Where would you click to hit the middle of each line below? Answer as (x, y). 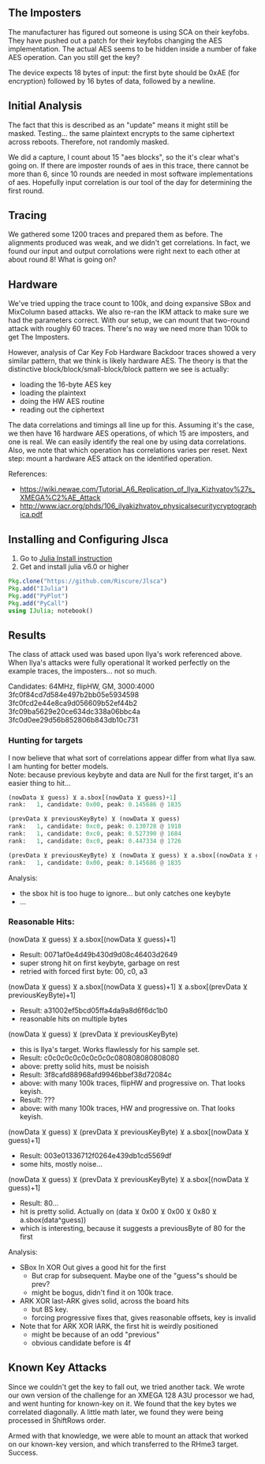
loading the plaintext (53, 393)
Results (27, 635)
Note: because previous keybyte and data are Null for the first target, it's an (131, 775)
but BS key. (50, 1309)
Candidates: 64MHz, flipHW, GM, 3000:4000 (82, 686)
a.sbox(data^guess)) (53, 1220)
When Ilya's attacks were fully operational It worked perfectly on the (119, 662)
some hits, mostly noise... (61, 1164)
